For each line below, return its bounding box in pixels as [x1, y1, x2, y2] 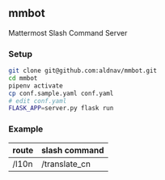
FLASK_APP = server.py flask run [8, 105, 114, 113]
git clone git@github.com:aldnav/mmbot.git [8, 66, 158, 75]
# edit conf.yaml [8, 96, 67, 105]
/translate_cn [41, 158, 91, 169]
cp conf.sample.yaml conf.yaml [8, 89, 114, 97]
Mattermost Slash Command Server [8, 28, 128, 37]
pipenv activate [8, 81, 63, 90]
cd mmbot [8, 74, 38, 82]
